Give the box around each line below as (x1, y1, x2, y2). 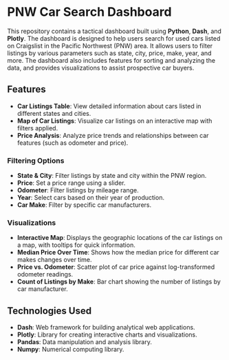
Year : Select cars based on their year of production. (17, 194, 165, 202)
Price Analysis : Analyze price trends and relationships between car (17, 131, 209, 139)
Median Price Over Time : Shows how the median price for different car (17, 248, 220, 257)
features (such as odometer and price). (17, 139, 129, 147)
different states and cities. (17, 109, 91, 117)
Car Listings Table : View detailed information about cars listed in (17, 101, 201, 110)
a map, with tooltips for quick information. (17, 241, 135, 249)
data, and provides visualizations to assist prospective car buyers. (7, 63, 195, 72)
